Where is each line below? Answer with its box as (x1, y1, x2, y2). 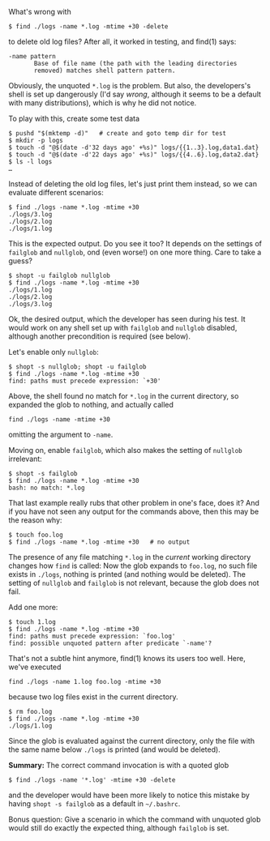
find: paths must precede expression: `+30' (8, 377, 161, 385)
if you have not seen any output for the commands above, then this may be (8, 506, 259, 516)
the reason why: (8, 515, 62, 525)
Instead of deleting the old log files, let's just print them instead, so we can (8, 179, 258, 189)
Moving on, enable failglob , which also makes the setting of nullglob (8, 446, 243, 455)
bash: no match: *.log (8, 484, 85, 492)
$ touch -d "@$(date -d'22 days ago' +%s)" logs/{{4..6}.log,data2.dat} (8, 151, 259, 159)
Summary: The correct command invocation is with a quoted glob (8, 761, 229, 770)
